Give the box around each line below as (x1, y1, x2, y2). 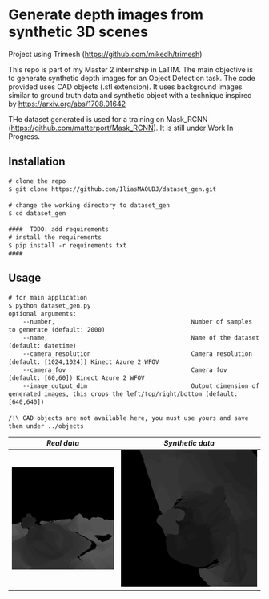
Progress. (8, 131, 40, 141)
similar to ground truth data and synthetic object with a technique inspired (8, 90, 252, 100)
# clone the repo (8, 177, 66, 185)
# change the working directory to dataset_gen (8, 201, 171, 210)
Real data (46, 438, 80, 448)
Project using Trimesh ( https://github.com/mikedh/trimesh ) (8, 49, 203, 59)
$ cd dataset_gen (8, 209, 66, 218)
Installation (8, 155, 66, 169)
